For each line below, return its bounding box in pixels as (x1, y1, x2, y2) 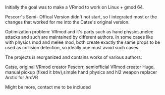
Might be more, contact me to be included (5, 84, 91, 90)
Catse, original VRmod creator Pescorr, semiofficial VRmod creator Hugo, (5, 64, 155, 70)
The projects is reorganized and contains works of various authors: (5, 54, 142, 60)
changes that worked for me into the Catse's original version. (5, 19, 130, 25)
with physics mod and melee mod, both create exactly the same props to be (5, 39, 161, 45)
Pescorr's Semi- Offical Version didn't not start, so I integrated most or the (5, 14, 157, 19)
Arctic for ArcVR (5, 75, 38, 80)
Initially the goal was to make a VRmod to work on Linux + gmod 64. (5, 4, 144, 10)
